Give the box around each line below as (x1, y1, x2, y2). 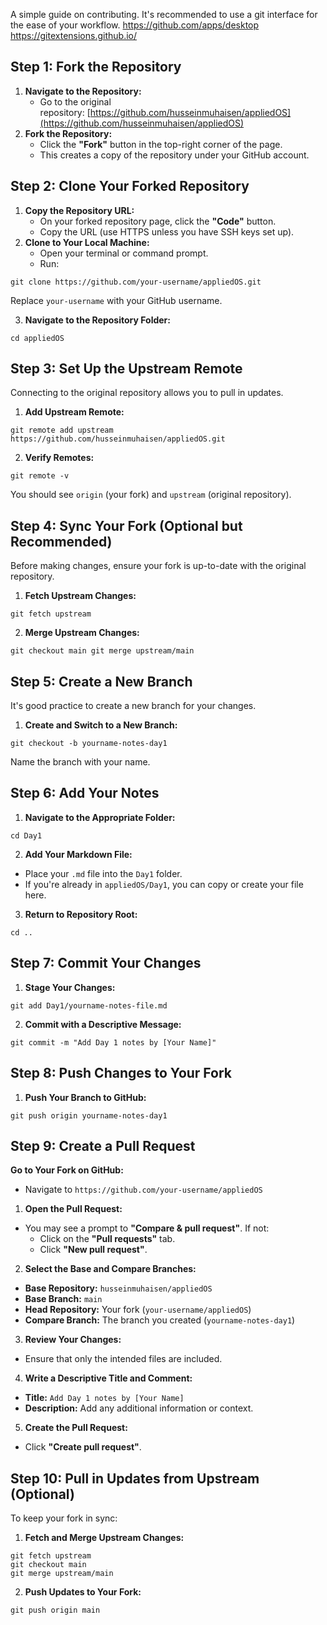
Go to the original (39, 95, 112, 108)
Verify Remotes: (24, 452, 95, 464)
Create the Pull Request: (24, 1422, 128, 1434)
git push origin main (10, 1605, 101, 1616)
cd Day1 (10, 830, 43, 841)
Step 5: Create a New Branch (10, 673, 193, 690)
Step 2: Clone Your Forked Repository (10, 178, 250, 195)
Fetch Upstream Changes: (24, 590, 137, 602)
